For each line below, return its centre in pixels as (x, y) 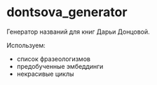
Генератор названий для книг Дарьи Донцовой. (78, 32)
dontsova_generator (67, 12)
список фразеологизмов (53, 59)
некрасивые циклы (45, 74)
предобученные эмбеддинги (60, 66)
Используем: (26, 45)
